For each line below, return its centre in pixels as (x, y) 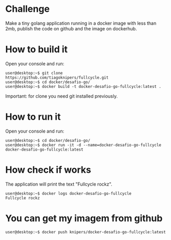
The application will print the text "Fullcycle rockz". (59, 184)
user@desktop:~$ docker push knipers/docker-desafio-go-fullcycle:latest (86, 232)
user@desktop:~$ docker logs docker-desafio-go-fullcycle (68, 193)
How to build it (37, 50)
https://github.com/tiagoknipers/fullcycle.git (57, 78)
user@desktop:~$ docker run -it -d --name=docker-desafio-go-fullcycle (83, 145)
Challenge (28, 9)
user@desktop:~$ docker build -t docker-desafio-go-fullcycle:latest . (83, 86)
